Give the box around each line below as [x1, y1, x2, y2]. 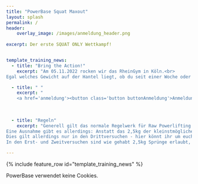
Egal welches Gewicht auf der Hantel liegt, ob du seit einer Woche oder [6, 74, 192, 80]
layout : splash [6, 14, 44, 20]
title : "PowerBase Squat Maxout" [6, 8, 88, 15]
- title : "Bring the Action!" [11, 63, 85, 68]
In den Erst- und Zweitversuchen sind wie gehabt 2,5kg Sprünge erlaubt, [6, 139, 192, 145]
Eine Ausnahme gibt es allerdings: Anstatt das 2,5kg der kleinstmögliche [6, 128, 194, 134]
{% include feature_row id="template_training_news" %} [6, 160, 143, 167]
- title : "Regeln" [11, 117, 57, 123]
